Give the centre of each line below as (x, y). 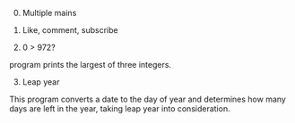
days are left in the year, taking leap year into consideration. (120, 109)
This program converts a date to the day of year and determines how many (148, 99)
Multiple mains (49, 13)
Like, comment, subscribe (70, 30)
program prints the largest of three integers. (91, 65)
